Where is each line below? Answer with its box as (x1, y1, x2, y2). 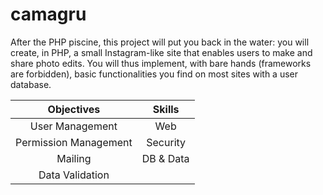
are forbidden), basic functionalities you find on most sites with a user (10, 68, 299, 80)
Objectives (47, 102, 101, 116)
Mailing (56, 151, 92, 165)
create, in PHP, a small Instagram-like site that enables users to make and (10, 46, 313, 58)
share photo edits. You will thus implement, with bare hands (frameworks (10, 57, 312, 69)
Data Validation (38, 168, 110, 182)
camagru (10, 3, 87, 26)
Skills (152, 102, 180, 116)
